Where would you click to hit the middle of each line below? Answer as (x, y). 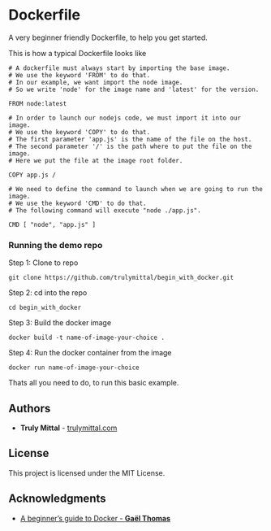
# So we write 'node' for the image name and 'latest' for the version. (134, 89)
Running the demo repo (56, 245)
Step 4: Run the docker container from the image (90, 353)
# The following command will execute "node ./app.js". (105, 210)
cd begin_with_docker (45, 308)
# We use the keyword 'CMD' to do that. (78, 203)
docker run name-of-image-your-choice (74, 368)
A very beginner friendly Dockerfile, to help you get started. (108, 37)
